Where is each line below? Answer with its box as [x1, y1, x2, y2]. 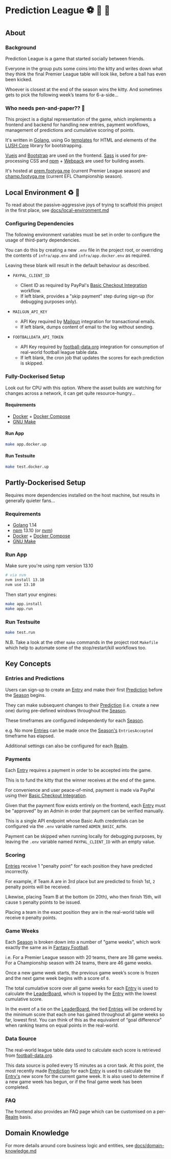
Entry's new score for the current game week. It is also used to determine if [5, 1073, 164, 1079]
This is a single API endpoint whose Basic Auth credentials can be [5, 817, 144, 824]
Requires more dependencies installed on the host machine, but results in [5, 492, 160, 498]
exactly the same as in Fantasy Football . [5, 945, 89, 951]
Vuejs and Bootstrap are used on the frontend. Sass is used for [5, 152, 138, 158]
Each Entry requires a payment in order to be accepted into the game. [5, 767, 152, 773]
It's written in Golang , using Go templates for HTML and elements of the [5, 137, 157, 143]
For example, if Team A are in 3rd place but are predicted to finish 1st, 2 [5, 878, 155, 885]
